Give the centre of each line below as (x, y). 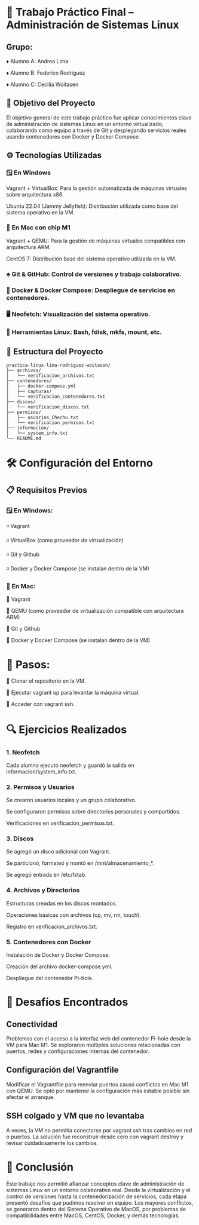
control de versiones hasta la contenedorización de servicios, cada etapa (97, 1196)
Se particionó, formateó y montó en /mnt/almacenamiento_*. (80, 863)
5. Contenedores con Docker (49, 942)
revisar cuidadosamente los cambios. (52, 1143)
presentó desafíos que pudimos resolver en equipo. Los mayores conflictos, (100, 1202)
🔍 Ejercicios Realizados (67, 730)
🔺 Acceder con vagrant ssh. (40, 704)
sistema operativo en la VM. (40, 212)
